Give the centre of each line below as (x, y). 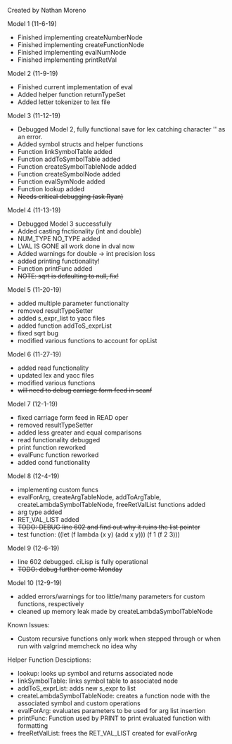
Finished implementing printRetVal (67, 60)
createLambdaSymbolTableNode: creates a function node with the (114, 696)
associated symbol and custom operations (79, 703)
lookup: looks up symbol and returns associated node (95, 673)
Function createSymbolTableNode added (77, 167)
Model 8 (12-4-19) (33, 476)
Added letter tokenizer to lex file (64, 102)
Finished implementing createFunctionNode (81, 45)
